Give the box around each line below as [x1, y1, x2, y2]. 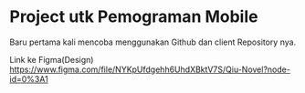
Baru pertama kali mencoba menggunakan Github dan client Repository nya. [9, 36, 297, 47]
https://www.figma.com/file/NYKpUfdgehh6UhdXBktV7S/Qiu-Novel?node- [9, 64, 290, 75]
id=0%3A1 [9, 73, 48, 84]
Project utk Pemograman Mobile [9, 6, 258, 27]
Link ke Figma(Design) [9, 54, 94, 65]
